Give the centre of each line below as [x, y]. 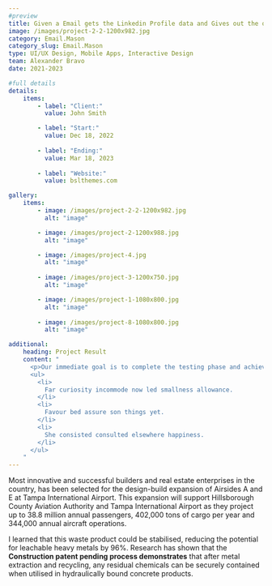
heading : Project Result [65, 352]
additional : [28, 344]
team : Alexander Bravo [47, 62]
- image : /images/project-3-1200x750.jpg [108, 278]
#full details [32, 83]
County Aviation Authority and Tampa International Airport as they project [131, 507]
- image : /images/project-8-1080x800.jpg [108, 322]
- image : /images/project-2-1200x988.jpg [108, 233]
